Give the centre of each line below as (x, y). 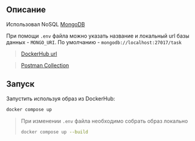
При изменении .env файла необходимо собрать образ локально (104, 121)
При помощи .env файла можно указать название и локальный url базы (98, 36)
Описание (26, 10)
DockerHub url (39, 54)
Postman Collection (45, 65)
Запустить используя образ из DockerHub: (61, 99)
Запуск (20, 84)
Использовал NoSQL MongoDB (46, 24)
